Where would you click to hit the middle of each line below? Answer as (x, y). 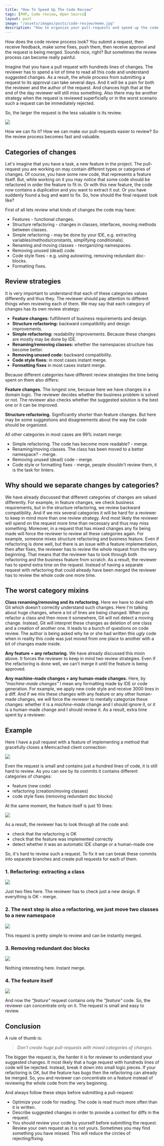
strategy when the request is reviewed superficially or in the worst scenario (81, 98)
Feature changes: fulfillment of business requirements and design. (80, 318)
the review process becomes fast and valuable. (53, 137)
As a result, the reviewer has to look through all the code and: (67, 824)
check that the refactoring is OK (44, 834)
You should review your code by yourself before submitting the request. (85, 1123)
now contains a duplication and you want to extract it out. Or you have (76, 190)
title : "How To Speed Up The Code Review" (49, 10)
